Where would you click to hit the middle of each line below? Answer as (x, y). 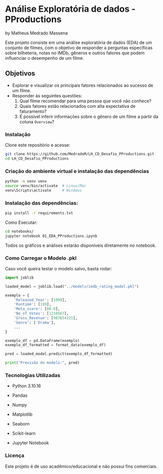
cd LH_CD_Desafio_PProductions (37, 158)
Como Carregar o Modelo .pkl (41, 258)
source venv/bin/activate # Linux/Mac (46, 186)
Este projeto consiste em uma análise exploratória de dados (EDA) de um (79, 42)
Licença (15, 455)
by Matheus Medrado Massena (36, 33)
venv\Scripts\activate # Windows (44, 190)
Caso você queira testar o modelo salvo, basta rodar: (58, 268)
